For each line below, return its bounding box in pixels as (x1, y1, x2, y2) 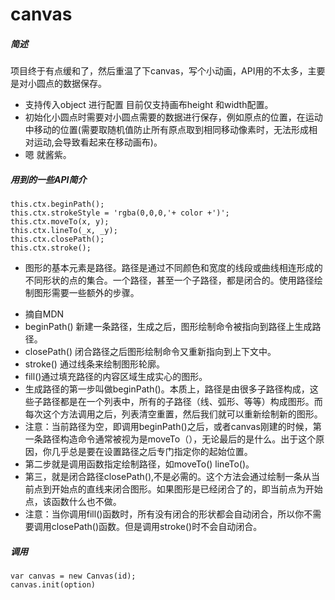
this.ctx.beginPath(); (10, 199, 105, 210)
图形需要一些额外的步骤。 (33, 287, 140, 299)
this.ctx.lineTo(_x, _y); (10, 226, 118, 236)
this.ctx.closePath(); (10, 234, 105, 245)
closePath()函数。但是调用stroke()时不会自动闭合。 (51, 521, 263, 533)
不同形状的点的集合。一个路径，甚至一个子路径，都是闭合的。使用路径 (24, 274, 315, 287)
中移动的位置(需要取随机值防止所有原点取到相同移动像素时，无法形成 (24, 124, 309, 136)
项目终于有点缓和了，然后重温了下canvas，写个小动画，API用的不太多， (10, 65, 308, 77)
